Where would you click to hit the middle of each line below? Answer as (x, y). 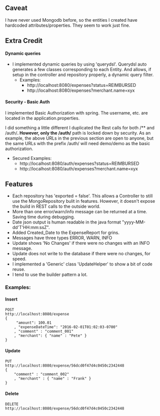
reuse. (19, 269)
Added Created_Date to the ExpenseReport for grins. (66, 233)
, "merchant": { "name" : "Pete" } (50, 336)
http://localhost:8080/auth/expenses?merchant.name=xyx (79, 169)
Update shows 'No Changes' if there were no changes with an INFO (81, 243)
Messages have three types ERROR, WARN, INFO (62, 238)
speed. (19, 259)
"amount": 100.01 (34, 323)
